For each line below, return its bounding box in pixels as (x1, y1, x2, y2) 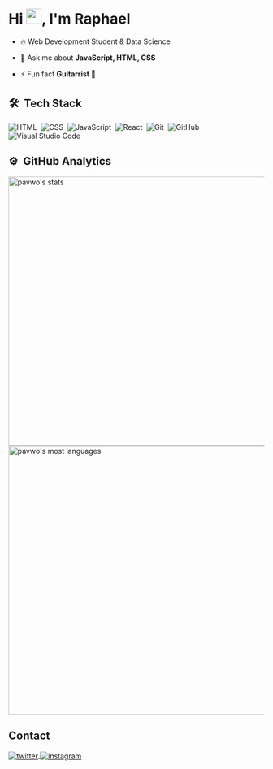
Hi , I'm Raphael (8, 10, 131, 28)
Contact (8, 728, 50, 742)
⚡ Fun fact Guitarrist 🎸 (19, 69, 96, 79)
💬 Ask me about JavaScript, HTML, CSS (19, 53, 156, 63)
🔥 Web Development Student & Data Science (19, 37, 171, 46)
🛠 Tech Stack (8, 97, 83, 110)
